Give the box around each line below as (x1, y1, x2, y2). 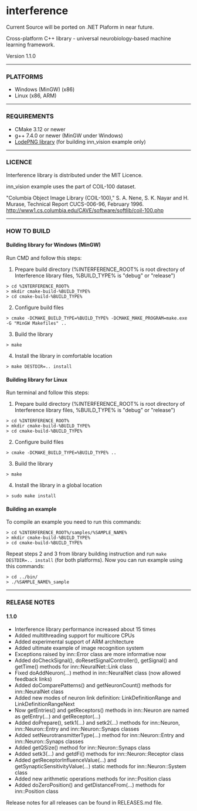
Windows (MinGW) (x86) (14, 86, 75, 93)
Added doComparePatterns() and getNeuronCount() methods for (14, 682, 172, 689)
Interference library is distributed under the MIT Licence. (6, 171, 143, 178)
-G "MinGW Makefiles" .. (6, 320, 67, 326)
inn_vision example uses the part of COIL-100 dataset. (6, 183, 136, 190)
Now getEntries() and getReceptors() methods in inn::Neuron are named (14, 707, 189, 714)
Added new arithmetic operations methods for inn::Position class (14, 775, 171, 782)
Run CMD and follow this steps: (6, 254, 82, 262)
